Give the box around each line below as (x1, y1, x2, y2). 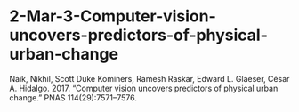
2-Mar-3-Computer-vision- (9, 6, 216, 27)
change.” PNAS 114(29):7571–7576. (9, 92, 138, 103)
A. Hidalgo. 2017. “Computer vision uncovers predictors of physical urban (9, 83, 279, 93)
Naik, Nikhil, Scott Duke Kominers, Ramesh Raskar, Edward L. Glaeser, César (9, 73, 290, 84)
